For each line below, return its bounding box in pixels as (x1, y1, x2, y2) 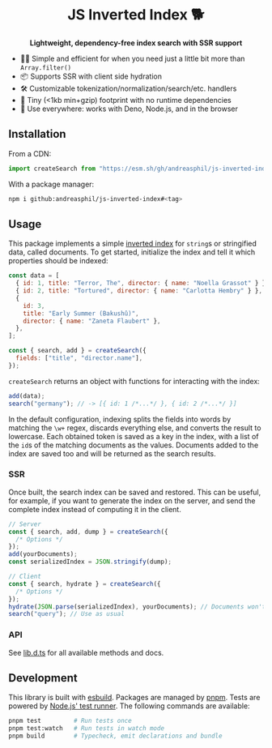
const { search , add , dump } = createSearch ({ (8, 528, 168, 536)
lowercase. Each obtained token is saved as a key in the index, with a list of (8, 431, 259, 441)
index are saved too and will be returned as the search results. (8, 448, 216, 458)
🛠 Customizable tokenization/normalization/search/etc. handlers (19, 83, 237, 93)
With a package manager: (8, 179, 95, 189)
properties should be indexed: (8, 256, 108, 266)
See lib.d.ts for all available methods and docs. (8, 648, 164, 657)
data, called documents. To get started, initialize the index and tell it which (8, 247, 256, 257)
